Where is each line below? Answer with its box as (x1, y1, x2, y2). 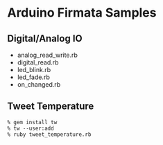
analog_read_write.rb (17, 51, 78, 59)
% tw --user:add (7, 125, 54, 132)
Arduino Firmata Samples (7, 5, 157, 21)
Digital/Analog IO (7, 33, 83, 44)
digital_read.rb (17, 58, 59, 67)
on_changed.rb (17, 80, 61, 88)
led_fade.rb (17, 73, 50, 81)
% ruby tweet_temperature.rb (7, 130, 92, 138)
